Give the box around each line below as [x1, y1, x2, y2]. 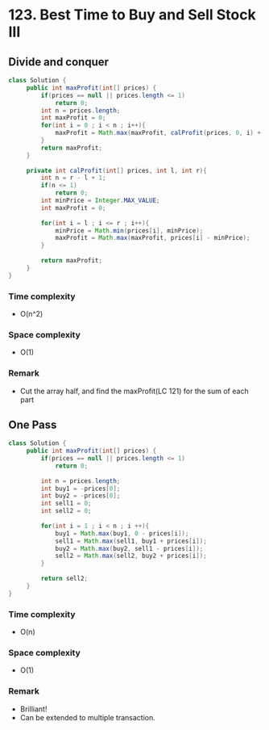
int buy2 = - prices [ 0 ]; [40, 492, 121, 500]
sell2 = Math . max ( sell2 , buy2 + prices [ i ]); [55, 552, 207, 560]
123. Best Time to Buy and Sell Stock [8, 6, 256, 24]
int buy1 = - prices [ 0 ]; [40, 485, 121, 493]
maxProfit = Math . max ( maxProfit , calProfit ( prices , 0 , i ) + [55, 129, 262, 137]
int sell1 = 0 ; [40, 499, 92, 508]
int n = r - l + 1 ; [40, 174, 106, 182]
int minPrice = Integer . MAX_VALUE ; [40, 196, 160, 204]
